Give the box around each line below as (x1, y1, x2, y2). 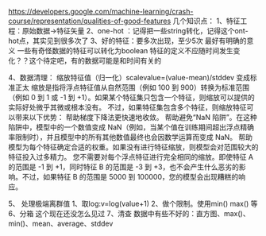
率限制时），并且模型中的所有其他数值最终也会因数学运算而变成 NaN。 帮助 (8, 133, 253, 141)
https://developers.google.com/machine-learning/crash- (8, 7, 194, 16)
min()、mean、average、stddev (8, 219, 114, 228)
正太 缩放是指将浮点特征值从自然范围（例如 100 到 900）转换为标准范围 (14, 83, 250, 92)
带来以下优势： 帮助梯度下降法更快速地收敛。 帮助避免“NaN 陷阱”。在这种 (14, 113, 258, 122)
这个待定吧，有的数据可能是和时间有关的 (29, 56, 161, 65)
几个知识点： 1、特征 (172, 16, 241, 25)
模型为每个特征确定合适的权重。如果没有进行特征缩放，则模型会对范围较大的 (8, 142, 259, 152)
